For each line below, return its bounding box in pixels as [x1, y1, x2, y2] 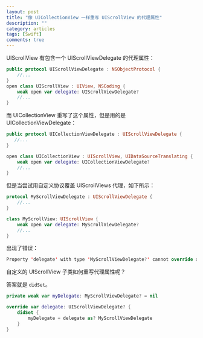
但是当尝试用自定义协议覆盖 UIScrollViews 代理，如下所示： [6, 182, 155, 189]
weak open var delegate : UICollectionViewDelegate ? [17, 159, 150, 165]
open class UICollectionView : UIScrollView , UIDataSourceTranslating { [6, 153, 193, 159]
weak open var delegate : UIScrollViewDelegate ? [17, 89, 139, 95]
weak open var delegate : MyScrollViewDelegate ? [17, 222, 139, 228]
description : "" [6, 20, 47, 26]
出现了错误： [6, 244, 38, 252]
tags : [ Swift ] [6, 31, 42, 37]
